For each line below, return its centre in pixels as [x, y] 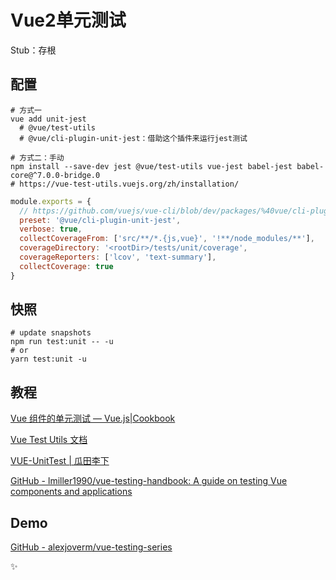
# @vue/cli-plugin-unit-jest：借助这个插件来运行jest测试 [133, 138]
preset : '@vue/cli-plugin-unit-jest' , [100, 220]
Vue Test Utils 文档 [49, 440]
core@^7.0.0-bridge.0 [55, 175]
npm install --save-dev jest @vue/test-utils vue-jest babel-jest [151, 166]
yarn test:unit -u [48, 359]
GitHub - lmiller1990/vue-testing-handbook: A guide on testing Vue [149, 481]
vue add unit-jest [48, 119]
